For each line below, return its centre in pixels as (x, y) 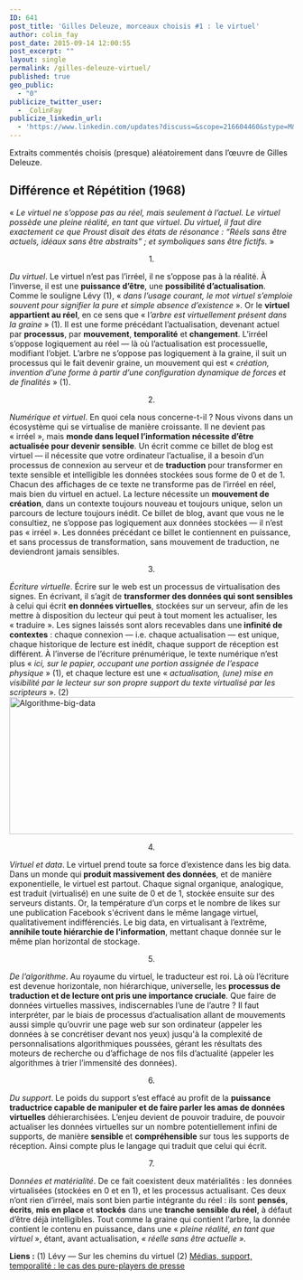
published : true (40, 77)
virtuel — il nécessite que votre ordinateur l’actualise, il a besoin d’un (137, 455)
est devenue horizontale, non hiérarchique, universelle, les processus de (145, 985)
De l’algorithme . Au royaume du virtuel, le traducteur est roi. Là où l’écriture (149, 976)
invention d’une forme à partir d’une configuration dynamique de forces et (148, 372)
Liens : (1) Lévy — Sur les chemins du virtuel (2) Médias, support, (131, 1256)
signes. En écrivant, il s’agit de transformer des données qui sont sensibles (151, 596)
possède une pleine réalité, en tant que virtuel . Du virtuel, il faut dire (136, 221)
